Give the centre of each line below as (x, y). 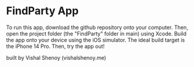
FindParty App (42, 11)
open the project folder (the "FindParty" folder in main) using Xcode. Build (96, 33)
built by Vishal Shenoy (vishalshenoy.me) (56, 58)
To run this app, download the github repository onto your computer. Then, (97, 27)
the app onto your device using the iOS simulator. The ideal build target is (96, 40)
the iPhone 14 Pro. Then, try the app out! (56, 46)
